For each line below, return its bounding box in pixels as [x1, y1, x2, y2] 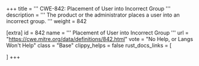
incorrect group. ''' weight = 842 [6, 18, 87, 24]
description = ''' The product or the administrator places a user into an [6, 11, 180, 18]
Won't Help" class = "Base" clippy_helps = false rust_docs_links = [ [6, 42, 172, 49]
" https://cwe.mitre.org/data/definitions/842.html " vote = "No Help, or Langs [6, 36, 194, 42]
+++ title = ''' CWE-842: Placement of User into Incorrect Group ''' [6, 5, 171, 12]
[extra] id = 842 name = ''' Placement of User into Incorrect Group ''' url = [6, 29, 189, 36]
